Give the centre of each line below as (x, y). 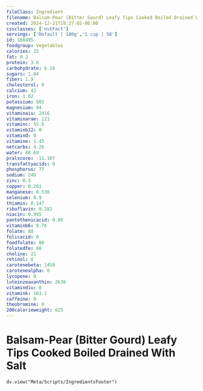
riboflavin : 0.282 (29, 209)
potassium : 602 (25, 102)
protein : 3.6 (23, 62)
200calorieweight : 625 (35, 310)
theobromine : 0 (25, 304)
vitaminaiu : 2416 (28, 113)
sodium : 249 (21, 175)
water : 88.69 (23, 153)
